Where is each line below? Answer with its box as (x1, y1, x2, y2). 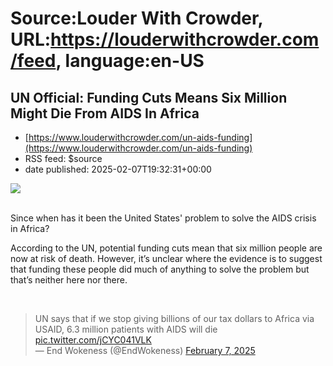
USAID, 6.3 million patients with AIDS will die (34, 323, 218, 335)
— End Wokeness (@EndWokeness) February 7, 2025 (34, 345, 256, 356)
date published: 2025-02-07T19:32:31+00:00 (24, 163, 212, 175)
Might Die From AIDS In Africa (10, 105, 200, 122)
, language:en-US (55, 50, 205, 72)
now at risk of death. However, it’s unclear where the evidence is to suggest (10, 253, 323, 264)
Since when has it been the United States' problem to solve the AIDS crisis (10, 212, 317, 224)
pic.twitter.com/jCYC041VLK (34, 334, 152, 346)
